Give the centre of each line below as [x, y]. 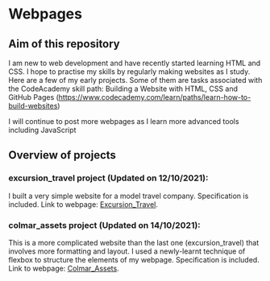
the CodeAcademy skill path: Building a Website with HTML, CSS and [123, 89]
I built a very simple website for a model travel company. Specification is [129, 196]
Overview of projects [62, 155]
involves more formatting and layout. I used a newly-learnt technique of [127, 251]
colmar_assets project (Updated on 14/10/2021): [105, 225]
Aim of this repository [64, 44]
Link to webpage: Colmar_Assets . [64, 268]
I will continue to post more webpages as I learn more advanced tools [124, 121]
